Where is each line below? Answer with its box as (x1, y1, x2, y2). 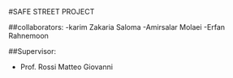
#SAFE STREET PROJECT (8, 7, 95, 16)
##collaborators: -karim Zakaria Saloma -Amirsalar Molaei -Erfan (8, 23, 226, 31)
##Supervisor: (8, 47, 57, 55)
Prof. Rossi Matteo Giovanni (19, 62, 114, 72)
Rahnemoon (8, 31, 49, 40)
